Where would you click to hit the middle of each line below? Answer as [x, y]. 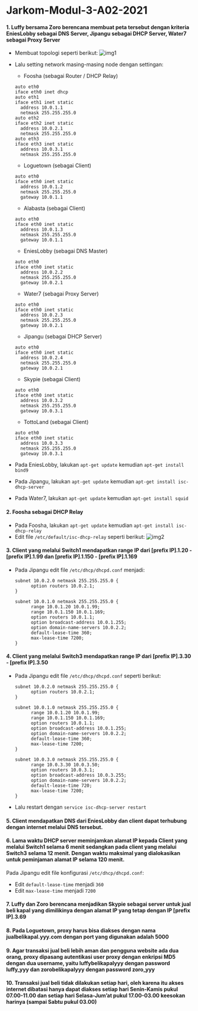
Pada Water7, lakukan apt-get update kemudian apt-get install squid [101, 498]
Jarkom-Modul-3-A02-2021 [77, 10]
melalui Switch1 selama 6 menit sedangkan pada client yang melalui [91, 847]
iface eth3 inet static [44, 144]
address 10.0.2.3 [42, 315]
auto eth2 [27, 118]
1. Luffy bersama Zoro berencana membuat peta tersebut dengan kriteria [98, 27]
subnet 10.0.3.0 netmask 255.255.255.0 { [66, 759]
